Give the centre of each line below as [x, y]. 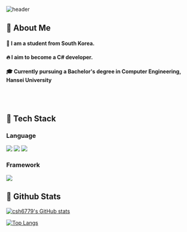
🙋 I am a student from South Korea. [50, 43]
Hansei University [29, 80]
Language [21, 136]
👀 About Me [28, 28]
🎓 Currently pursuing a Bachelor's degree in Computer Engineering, [94, 71]
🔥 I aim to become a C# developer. [49, 57]
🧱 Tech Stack [31, 119]
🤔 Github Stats [34, 197]
